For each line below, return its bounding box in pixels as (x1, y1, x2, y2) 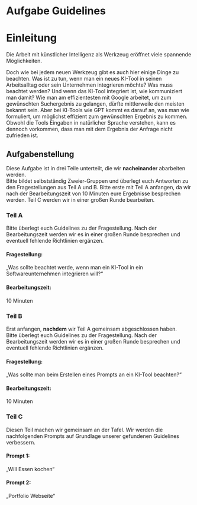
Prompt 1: (6, 452, 30, 459)
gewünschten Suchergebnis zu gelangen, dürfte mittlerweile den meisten (6, 100, 185, 107)
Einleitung (6, 31, 57, 45)
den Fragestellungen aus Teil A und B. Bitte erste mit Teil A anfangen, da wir (6, 183, 191, 190)
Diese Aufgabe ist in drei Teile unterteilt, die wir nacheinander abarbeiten (6, 164, 186, 171)
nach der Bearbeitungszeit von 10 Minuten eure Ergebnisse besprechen (6, 190, 181, 197)
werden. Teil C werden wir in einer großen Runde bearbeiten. (6, 196, 155, 203)
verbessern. (6, 439, 35, 446)
